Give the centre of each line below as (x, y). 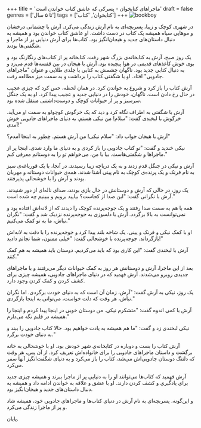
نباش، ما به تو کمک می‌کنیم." (38, 221)
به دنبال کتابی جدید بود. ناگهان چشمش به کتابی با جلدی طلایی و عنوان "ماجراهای (96, 70)
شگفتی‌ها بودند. (24, 45)
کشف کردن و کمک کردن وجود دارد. (46, 281)
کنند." (13, 256)
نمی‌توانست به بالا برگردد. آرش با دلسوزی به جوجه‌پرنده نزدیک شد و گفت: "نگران (96, 214)
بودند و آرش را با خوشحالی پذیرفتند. (46, 178)
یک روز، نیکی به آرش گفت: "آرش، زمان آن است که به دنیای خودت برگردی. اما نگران (100, 292)
